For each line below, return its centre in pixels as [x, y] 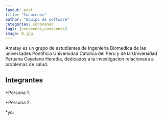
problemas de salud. [27, 64]
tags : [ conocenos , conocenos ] [36, 29]
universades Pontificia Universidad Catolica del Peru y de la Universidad [81, 53]
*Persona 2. [18, 102]
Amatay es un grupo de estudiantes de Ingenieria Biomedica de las [76, 48]
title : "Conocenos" [26, 15]
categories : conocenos [29, 24]
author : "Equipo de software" [38, 19]
